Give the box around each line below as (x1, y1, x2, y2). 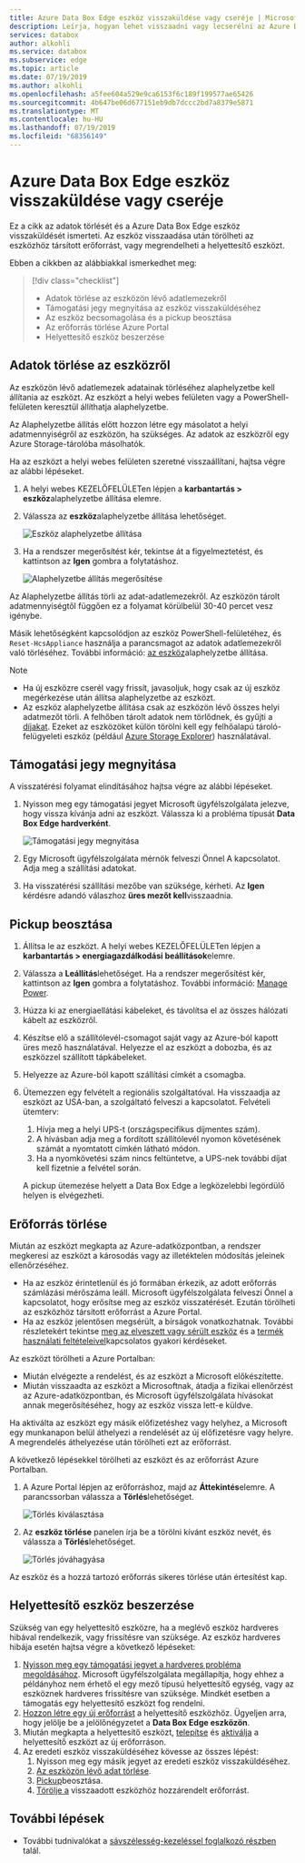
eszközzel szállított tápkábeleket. (22, 1052, 147, 1063)
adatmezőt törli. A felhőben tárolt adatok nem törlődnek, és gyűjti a (22, 711, 273, 722)
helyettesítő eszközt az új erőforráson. (22, 1736, 166, 1747)
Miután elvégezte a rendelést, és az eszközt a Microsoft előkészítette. (22, 1371, 284, 1382)
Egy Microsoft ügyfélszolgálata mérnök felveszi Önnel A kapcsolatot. (22, 853, 280, 865)
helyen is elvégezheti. (22, 1190, 104, 1201)
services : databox (9, 30, 79, 39)
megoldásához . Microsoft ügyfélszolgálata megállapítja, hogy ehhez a (22, 1668, 284, 1679)
